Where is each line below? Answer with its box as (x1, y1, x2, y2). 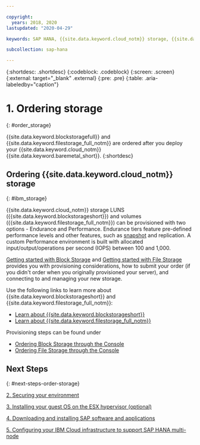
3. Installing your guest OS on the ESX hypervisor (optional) (6, 403, 152, 410)
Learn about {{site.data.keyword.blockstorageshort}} (14, 311, 145, 318)
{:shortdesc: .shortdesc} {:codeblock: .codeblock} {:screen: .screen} (6, 68, 175, 75)
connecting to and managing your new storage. (6, 275, 123, 282)
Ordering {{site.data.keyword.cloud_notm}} (6, 170, 174, 180)
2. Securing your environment (6, 391, 79, 398)
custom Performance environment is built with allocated (6, 238, 143, 245)
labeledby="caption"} (6, 81, 59, 88)
